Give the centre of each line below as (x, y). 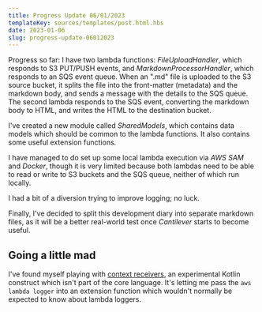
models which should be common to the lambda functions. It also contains (129, 134)
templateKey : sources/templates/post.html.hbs (86, 23)
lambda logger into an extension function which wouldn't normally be (120, 291)
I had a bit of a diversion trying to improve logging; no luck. (104, 198)
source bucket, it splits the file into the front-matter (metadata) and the (123, 85)
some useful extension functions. (62, 142)
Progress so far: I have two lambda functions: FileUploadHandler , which (125, 60)
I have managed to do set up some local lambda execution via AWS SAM (126, 158)
